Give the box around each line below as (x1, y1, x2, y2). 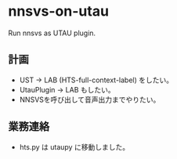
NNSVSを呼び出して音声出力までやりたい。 (19, 95, 161, 104)
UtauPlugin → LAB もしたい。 (19, 85, 115, 94)
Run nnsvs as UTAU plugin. (8, 28, 96, 38)
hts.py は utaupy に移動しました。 (19, 142, 130, 151)
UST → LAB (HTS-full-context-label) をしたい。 (19, 75, 174, 85)
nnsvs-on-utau (8, 2, 110, 20)
